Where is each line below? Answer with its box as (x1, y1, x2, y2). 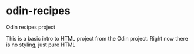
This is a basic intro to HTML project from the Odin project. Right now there (6, 35, 188, 42)
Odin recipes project (6, 23, 56, 31)
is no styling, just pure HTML (6, 41, 76, 48)
